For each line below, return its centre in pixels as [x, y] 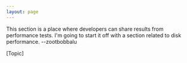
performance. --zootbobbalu [42, 41]
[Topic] [15, 53]
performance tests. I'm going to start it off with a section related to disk [94, 35]
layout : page [22, 12]
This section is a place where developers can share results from [85, 29]
